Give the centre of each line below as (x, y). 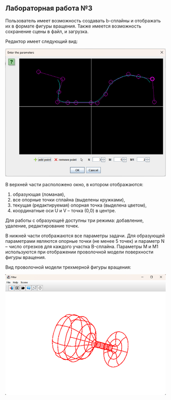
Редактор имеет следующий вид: (41, 41)
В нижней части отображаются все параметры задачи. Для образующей (85, 236)
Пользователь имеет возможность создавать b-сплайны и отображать (83, 20)
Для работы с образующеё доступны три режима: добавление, (75, 220)
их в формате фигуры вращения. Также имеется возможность (73, 26)
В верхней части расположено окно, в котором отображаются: (74, 185)
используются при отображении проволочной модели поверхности (79, 252)
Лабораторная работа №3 (49, 8)
